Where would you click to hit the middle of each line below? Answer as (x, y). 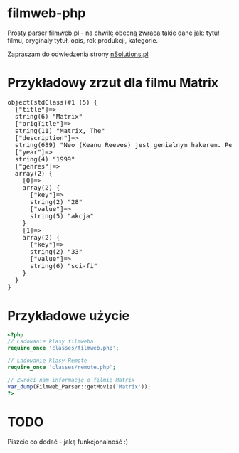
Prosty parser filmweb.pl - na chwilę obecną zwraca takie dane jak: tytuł (113, 33)
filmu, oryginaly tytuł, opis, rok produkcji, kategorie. (83, 40)
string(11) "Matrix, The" (60, 130)
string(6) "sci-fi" (64, 266)
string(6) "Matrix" (49, 116)
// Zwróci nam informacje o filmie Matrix (71, 380)
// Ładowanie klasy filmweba (51, 341)
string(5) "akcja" (62, 216)
